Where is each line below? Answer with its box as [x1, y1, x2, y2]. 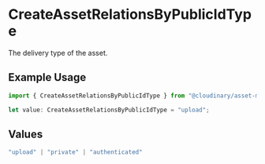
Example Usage [8, 71, 87, 84]
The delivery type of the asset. [8, 48, 108, 57]
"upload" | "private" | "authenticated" [8, 148, 144, 156]
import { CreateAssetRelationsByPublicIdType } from [8, 92, 185, 100]
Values [8, 127, 43, 140]
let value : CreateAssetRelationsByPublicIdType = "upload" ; [8, 106, 211, 114]
